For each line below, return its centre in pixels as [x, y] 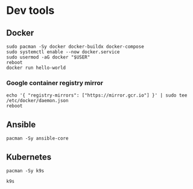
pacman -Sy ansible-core [37, 139]
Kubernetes [29, 157]
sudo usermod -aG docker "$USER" [48, 57]
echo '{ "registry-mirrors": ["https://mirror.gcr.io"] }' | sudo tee [97, 95]
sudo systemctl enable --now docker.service [63, 52]
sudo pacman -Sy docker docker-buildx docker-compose [75, 46]
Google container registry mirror [55, 83]
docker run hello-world [36, 68]
